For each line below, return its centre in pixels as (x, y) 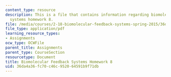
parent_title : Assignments (34, 48)
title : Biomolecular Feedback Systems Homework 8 (59, 62)
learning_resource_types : (33, 33)
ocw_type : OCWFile (25, 43)
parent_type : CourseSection (35, 52)
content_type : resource (31, 10)
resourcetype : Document (31, 57)
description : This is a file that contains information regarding (77, 15)
